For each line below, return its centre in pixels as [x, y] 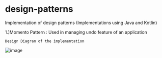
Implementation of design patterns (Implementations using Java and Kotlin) [81, 23]
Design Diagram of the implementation [45, 41]
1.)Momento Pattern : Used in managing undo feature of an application [76, 32]
